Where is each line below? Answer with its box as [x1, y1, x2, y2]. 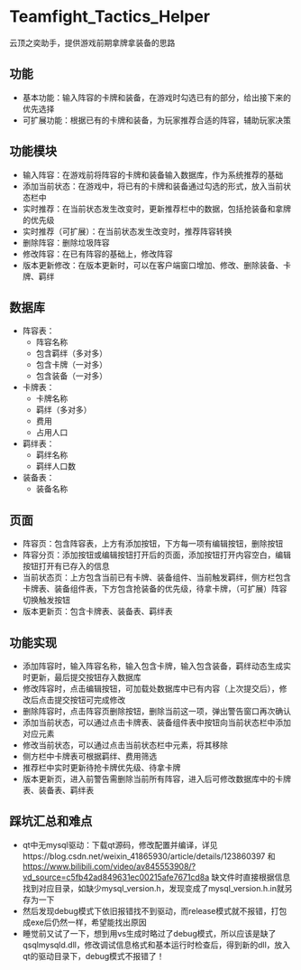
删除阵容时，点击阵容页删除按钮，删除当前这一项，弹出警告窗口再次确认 [22, 706, 291, 716]
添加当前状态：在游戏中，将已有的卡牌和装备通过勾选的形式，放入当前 [22, 181, 284, 191]
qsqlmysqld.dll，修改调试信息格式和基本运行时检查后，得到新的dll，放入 [22, 939, 291, 950]
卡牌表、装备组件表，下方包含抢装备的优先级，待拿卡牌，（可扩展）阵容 [22, 583, 287, 594]
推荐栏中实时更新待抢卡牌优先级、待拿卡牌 [22, 762, 181, 773]
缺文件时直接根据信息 [211, 872, 291, 882]
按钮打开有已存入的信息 [22, 561, 110, 572]
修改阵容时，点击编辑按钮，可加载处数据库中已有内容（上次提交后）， [22, 684, 279, 694]
